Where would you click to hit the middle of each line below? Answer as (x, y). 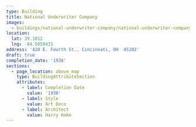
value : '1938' (44, 93)
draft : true (20, 55)
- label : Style (40, 98)
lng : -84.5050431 (32, 44)
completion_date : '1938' (36, 60)
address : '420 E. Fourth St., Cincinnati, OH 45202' (73, 50)
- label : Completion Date (53, 88)
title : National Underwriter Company (52, 17)
